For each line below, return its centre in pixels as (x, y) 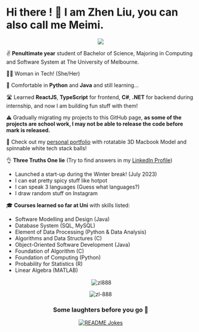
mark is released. (28, 130)
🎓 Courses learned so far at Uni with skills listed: (68, 205)
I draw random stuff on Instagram (56, 193)
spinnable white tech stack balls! (46, 148)
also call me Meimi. (55, 25)
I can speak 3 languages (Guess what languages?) (77, 187)
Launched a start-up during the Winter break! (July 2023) (86, 174)
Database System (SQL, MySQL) (55, 225)
